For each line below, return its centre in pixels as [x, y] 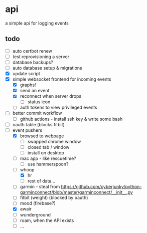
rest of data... [41, 181]
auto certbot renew [32, 51]
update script [26, 73]
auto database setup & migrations [47, 68]
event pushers [27, 130]
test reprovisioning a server [41, 57]
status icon [39, 102]
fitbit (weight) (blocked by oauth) [54, 198]
